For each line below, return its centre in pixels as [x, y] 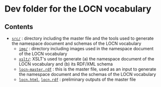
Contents [19, 27]
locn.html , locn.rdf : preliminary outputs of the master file [77, 79]
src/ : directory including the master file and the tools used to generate [82, 38]
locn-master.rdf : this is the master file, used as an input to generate [87, 69]
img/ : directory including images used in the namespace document [86, 49]
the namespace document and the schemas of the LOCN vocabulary [87, 74]
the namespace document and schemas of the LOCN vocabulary [76, 43]
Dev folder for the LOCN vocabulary [78, 9]
